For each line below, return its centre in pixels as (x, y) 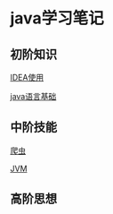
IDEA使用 (27, 77)
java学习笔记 (57, 18)
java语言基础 (33, 96)
